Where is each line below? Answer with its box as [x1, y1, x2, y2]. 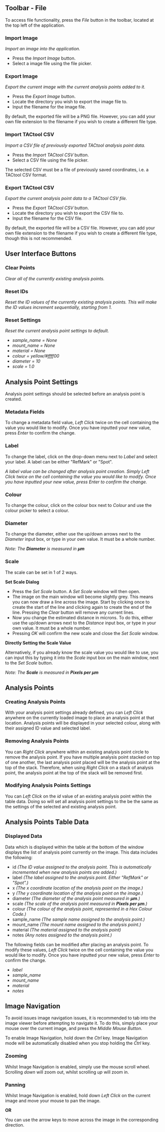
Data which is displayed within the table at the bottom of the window [5, 844, 144, 850]
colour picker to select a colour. [5, 507, 69, 513]
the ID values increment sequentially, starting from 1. [5, 304, 112, 310]
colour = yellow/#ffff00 [12, 353, 60, 359]
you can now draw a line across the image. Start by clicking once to [12, 599, 150, 605]
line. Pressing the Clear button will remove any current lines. [12, 609, 134, 615]
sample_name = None [12, 337, 58, 343]
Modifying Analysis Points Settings [5, 782, 91, 789]
